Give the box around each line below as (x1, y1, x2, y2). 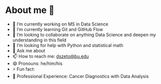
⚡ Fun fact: (12, 66, 35, 72)
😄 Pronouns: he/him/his (12, 60, 62, 66)
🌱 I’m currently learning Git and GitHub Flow (12, 26, 103, 32)
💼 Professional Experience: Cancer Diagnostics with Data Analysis (12, 73, 149, 79)
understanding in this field (12, 37, 66, 43)
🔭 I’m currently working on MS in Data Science (12, 21, 108, 27)
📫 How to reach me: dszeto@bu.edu (12, 53, 89, 59)
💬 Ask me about (12, 47, 45, 53)
